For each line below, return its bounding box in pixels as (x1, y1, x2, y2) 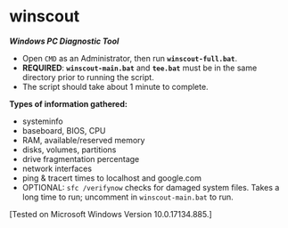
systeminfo (21, 116, 64, 126)
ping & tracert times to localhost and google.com (21, 172, 202, 183)
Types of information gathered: (9, 98, 128, 109)
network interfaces (21, 163, 92, 174)
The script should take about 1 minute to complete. (21, 81, 209, 92)
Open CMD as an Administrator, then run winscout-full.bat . (21, 53, 238, 63)
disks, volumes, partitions (21, 144, 117, 155)
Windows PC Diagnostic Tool (9, 36, 119, 46)
